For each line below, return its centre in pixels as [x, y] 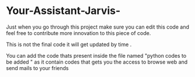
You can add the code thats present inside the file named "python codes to [96, 55]
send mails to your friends [37, 68]
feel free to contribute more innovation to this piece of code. [79, 33]
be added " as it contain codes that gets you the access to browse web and [97, 62]
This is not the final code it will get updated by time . [69, 44]
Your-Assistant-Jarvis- [63, 11]
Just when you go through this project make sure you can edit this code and [98, 27]
